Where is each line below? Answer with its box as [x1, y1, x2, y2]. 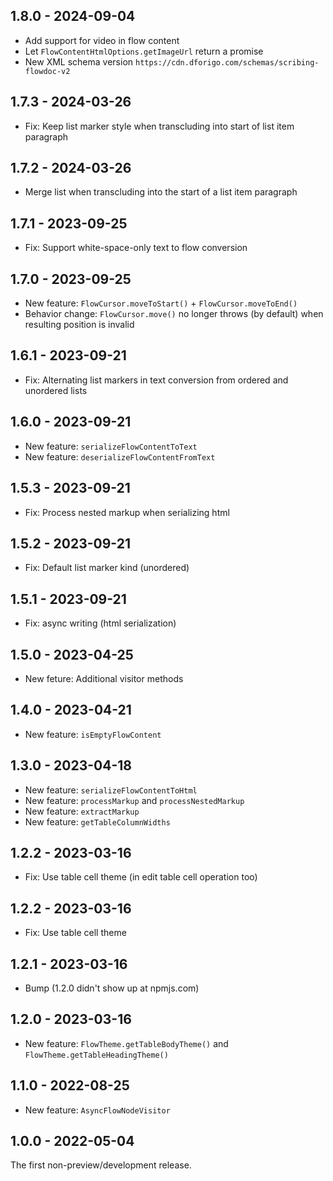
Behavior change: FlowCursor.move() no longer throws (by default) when [24, 308, 324, 320]
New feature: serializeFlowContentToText [24, 440, 198, 452]
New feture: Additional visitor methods [24, 672, 184, 684]
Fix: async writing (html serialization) [24, 617, 177, 629]
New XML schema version [24, 55, 134, 68]
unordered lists [24, 384, 88, 396]
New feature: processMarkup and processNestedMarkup [24, 794, 245, 806]
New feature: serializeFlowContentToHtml [24, 784, 198, 796]
